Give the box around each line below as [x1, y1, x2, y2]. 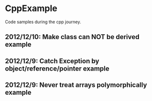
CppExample [5, 3, 57, 14]
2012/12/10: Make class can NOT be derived [5, 33, 140, 41]
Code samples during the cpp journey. [5, 19, 81, 25]
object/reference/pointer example [5, 64, 110, 72]
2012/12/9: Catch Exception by [5, 57, 99, 65]
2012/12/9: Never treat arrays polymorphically [5, 81, 147, 89]
